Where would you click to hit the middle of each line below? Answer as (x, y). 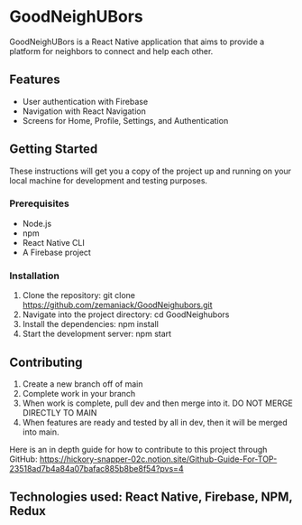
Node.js (37, 223)
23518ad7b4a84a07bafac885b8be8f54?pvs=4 (96, 468)
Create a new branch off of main (82, 384)
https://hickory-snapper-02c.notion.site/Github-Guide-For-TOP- (158, 459)
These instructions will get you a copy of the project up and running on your (150, 171)
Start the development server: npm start (97, 334)
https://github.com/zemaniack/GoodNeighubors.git (118, 305)
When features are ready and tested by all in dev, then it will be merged (155, 422)
